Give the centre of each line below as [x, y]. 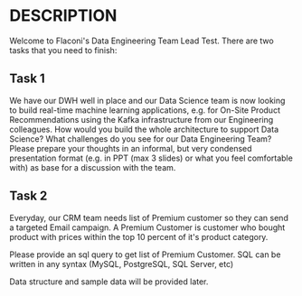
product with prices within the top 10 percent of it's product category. [139, 236]
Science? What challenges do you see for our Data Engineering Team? [141, 139]
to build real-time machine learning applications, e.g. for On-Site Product [145, 110]
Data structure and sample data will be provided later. [109, 282]
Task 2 [28, 196]
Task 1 [27, 79]
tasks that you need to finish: [63, 50]
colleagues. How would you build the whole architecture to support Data [144, 129]
